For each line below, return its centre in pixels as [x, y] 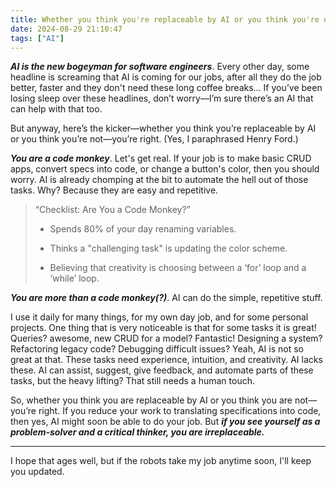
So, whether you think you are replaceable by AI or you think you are [151, 400]
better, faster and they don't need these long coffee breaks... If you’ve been [166, 88]
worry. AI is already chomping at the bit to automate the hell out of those [159, 180]
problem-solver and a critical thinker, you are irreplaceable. [137, 432]
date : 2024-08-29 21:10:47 [66, 29]
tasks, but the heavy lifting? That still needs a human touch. [132, 381]
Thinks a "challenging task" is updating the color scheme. [168, 248]
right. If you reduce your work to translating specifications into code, [180, 411]
